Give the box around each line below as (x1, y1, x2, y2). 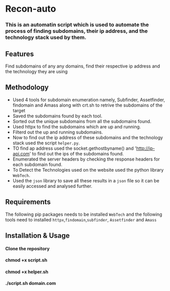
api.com (12, 150, 30, 156)
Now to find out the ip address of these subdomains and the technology (12, 134, 163, 140)
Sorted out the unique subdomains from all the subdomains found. (12, 118, 152, 124)
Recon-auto (5, 3, 56, 15)
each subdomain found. (12, 161, 62, 168)
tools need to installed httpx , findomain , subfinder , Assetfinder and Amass (5, 216, 157, 222)
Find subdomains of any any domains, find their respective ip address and (5, 63, 160, 69)
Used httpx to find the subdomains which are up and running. (12, 123, 141, 130)
